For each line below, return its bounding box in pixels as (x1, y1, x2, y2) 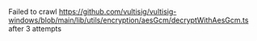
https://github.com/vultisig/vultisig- (58, 7, 177, 16)
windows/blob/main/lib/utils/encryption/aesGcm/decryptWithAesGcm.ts (8, 15, 249, 25)
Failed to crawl (8, 7, 57, 16)
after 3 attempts (8, 24, 62, 33)
